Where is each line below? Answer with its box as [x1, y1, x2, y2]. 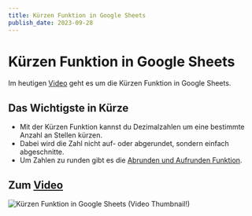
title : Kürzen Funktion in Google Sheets [8, 11, 146, 20]
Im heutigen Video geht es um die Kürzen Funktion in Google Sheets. [8, 79, 232, 88]
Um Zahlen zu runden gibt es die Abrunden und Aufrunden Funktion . [19, 156, 243, 165]
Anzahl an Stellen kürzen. [19, 130, 102, 140]
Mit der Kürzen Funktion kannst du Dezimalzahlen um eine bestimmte [19, 123, 246, 132]
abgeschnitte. [19, 147, 65, 157]
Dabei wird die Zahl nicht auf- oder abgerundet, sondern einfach [19, 139, 230, 148]
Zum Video [8, 178, 64, 192]
